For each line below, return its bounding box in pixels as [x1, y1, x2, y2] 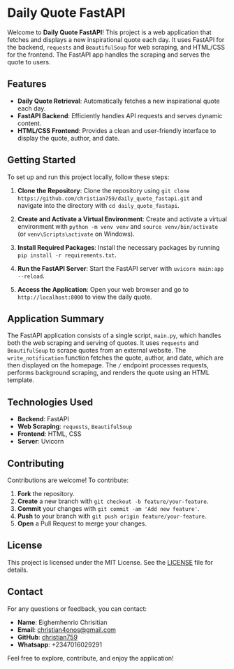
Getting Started [7, 154, 76, 166]
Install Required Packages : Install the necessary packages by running [17, 243, 220, 251]
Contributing [7, 457, 64, 470]
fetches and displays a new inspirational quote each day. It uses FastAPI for [7, 35, 225, 43]
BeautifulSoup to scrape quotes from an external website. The [7, 346, 187, 355]
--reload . [17, 272, 45, 280]
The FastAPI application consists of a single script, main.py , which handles [7, 331, 221, 340]
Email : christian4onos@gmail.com [17, 625, 117, 634]
